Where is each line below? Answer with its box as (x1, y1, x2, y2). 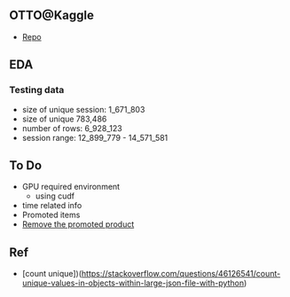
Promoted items (21, 209, 81, 221)
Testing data (9, 84, 65, 97)
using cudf (35, 191, 75, 201)
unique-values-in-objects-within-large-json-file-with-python (21, 277, 245, 288)
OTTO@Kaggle (9, 8, 95, 23)
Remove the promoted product (21, 219, 135, 230)
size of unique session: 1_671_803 (21, 104, 145, 114)
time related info (21, 200, 82, 211)
